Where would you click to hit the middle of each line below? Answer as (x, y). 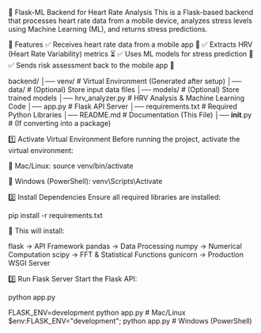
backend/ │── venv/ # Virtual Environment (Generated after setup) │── (125, 81)
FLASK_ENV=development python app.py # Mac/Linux (97, 312)
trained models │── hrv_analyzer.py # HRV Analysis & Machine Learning (127, 98)
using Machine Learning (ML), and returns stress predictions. (108, 29)
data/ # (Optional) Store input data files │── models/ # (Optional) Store (124, 90)
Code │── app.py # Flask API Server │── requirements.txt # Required (123, 106)
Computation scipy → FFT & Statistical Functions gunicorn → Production (126, 255)
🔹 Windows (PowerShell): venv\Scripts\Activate (85, 181)
